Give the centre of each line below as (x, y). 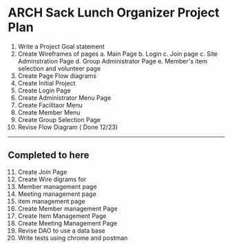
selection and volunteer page (59, 68)
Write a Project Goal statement (61, 46)
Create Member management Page (67, 208)
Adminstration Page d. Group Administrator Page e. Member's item (113, 61)
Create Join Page (42, 172)
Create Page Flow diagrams (57, 76)
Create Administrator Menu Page (64, 97)
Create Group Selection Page (59, 119)
